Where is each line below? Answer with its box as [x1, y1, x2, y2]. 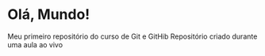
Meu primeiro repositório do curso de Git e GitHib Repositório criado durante [7, 32, 258, 41]
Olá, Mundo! [7, 6, 90, 24]
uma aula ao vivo [7, 39, 63, 49]
